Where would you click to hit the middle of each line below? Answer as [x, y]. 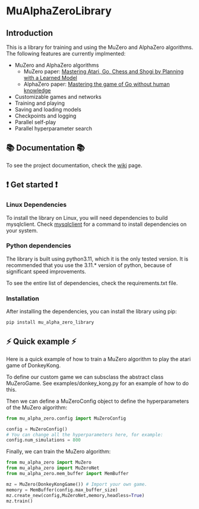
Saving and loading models [48, 109]
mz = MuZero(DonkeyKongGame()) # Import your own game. [77, 484]
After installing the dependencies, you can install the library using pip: [91, 312]
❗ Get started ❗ [32, 185]
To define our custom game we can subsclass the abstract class [85, 377]
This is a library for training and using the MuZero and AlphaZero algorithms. [100, 47]
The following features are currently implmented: [66, 54]
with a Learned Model [50, 78]
